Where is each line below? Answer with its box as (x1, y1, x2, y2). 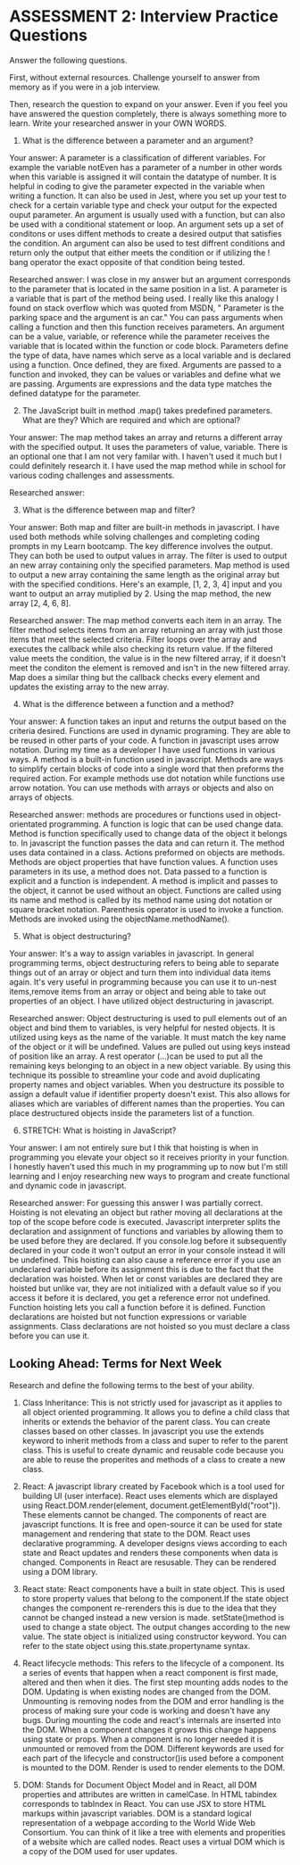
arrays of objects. (9, 792, 74, 803)
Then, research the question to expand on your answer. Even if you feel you (9, 98, 288, 109)
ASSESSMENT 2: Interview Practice (9, 6, 279, 27)
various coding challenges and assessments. (9, 470, 175, 480)
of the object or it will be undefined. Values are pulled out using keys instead (9, 1041, 291, 1052)
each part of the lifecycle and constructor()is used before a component (21, 1753, 284, 1763)
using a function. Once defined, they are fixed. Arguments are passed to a (9, 359, 282, 370)
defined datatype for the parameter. (9, 387, 141, 398)
